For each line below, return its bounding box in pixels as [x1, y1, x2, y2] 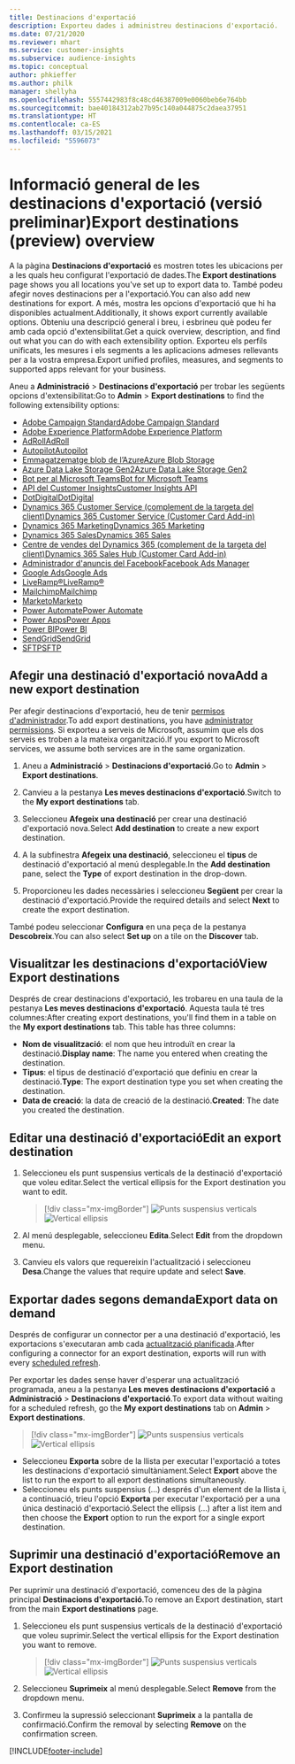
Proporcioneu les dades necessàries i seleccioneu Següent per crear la [21, 885, 284, 896]
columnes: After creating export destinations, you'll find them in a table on [9, 1013, 276, 1023]
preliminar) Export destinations [9, 212, 239, 232]
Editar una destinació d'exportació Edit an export [9, 1130, 282, 1145]
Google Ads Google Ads [21, 567, 108, 578]
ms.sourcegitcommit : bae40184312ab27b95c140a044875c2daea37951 [9, 104, 247, 112]
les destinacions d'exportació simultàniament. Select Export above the [21, 1465, 277, 1475]
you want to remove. [21, 1639, 97, 1650]
